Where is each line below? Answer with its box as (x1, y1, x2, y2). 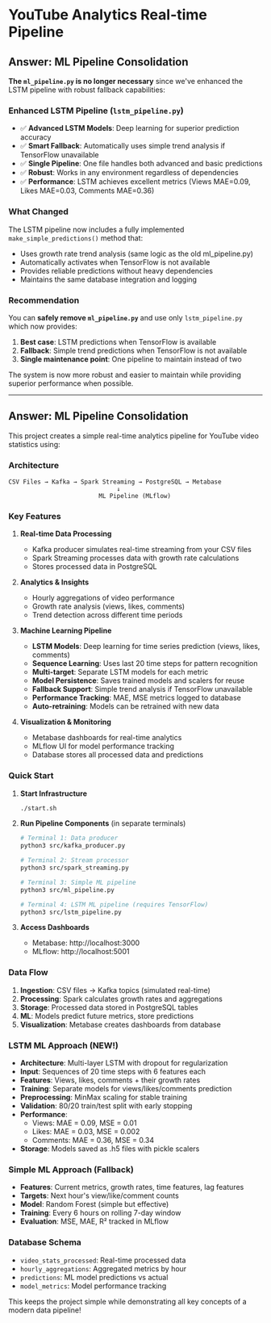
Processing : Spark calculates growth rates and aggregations (19, 994, 223, 1003)
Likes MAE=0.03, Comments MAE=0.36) (19, 186, 155, 195)
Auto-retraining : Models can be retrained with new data (31, 701, 219, 711)
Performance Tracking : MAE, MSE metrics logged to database (31, 693, 242, 703)
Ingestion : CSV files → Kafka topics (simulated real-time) (19, 985, 211, 994)
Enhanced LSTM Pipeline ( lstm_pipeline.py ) (8, 105, 184, 116)
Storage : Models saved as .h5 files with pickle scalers (19, 1144, 200, 1153)
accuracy (19, 132, 52, 142)
